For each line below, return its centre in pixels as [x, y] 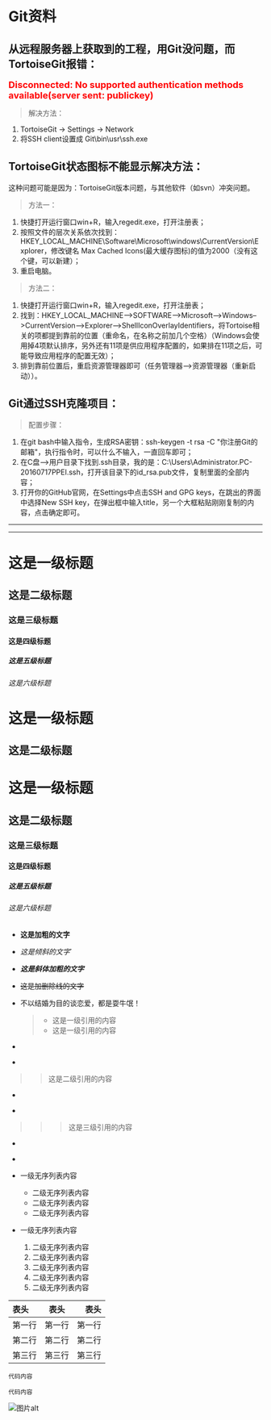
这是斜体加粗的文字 [52, 968]
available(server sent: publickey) [81, 95]
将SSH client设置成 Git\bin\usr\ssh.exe [84, 139]
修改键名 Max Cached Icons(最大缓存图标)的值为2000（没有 [151, 250]
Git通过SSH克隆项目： [64, 404]
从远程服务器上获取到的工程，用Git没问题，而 [122, 49]
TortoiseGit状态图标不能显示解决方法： [106, 167]
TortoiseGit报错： [53, 64]
